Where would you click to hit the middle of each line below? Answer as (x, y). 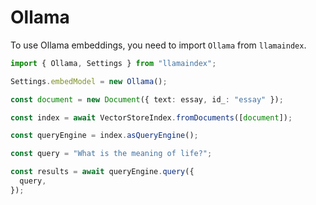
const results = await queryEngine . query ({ (102, 172)
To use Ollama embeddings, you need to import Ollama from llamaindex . (158, 45)
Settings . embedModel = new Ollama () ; (89, 81)
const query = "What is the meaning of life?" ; (111, 154)
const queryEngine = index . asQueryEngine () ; (104, 136)
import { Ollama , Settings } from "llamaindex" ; (113, 63)
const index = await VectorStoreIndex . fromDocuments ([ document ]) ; (151, 117)
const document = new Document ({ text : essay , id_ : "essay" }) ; (147, 99)
